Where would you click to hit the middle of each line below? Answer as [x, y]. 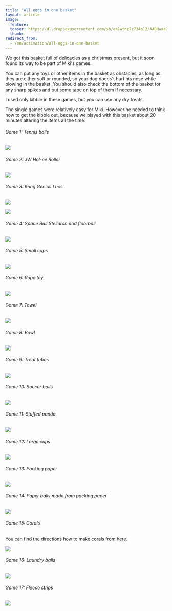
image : [12, 19]
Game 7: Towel [21, 305]
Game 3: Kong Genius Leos [34, 186]
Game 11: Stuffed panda [31, 414]
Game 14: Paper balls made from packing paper [56, 496]
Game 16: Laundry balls [30, 560]
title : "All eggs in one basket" [41, 10]
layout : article [23, 15]
